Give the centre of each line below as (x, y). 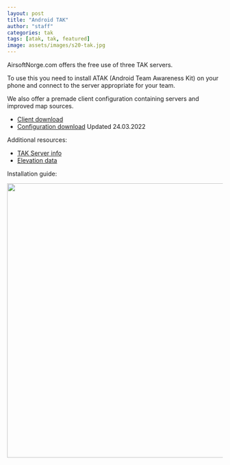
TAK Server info (39, 153)
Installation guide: (32, 174)
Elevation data (37, 160)
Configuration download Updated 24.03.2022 (81, 127)
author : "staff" (30, 26)
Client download (40, 119)
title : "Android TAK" (38, 20)
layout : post (26, 13)
